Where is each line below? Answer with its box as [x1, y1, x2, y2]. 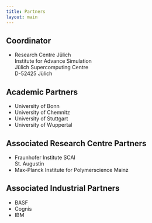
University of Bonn [14, 103, 60, 110]
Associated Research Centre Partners [6, 138, 147, 148]
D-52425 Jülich [14, 70, 53, 77]
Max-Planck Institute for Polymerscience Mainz [14, 166, 129, 173]
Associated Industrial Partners [6, 183, 120, 194]
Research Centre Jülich [14, 51, 71, 59]
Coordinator [6, 36, 51, 46]
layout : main [6, 14, 38, 20]
